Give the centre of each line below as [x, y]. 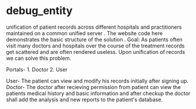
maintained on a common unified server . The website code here [84, 33]
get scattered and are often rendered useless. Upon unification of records [96, 52]
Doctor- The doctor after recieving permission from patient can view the [94, 87]
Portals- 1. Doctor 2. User [37, 69]
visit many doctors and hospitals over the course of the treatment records [95, 46]
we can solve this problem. [39, 58]
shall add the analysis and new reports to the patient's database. [84, 99]
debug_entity [39, 11]
